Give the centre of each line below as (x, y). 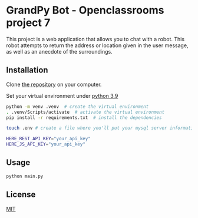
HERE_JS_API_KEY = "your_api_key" (46, 144)
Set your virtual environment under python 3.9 (62, 95)
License (21, 195)
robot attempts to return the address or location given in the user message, (97, 45)
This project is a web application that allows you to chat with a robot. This (95, 39)
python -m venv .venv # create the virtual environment (77, 107)
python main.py (25, 176)
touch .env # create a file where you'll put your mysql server (87, 128)
